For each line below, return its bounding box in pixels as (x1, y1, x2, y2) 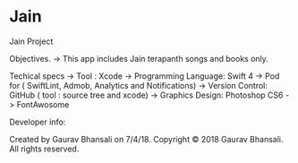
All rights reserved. (9, 143, 80, 154)
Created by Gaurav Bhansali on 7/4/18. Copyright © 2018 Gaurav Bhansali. (9, 133, 284, 144)
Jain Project (9, 36, 54, 47)
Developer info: (9, 116, 66, 127)
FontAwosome (16, 99, 70, 109)
